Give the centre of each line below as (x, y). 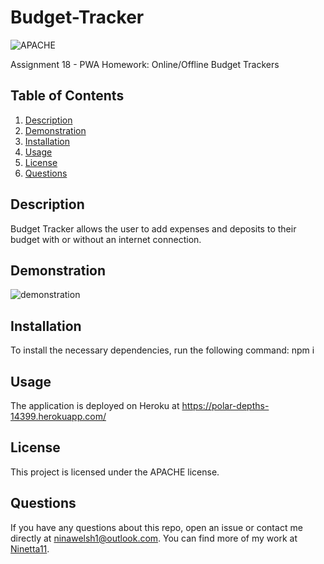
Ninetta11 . (30, 548)
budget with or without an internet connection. (106, 239)
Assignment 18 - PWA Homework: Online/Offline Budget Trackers (145, 64)
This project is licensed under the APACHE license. (115, 472)
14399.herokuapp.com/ (58, 416)
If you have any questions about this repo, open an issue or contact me (156, 527)
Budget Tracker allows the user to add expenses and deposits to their (153, 228)
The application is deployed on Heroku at (95, 405)
